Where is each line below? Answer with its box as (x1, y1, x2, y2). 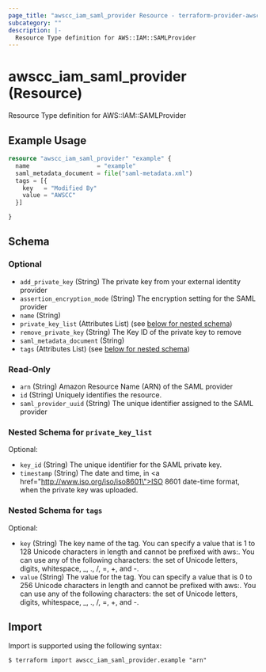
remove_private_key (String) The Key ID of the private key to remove (19, 327, 241, 336)
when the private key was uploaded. (19, 485, 139, 495)
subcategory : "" (8, 19, 62, 27)
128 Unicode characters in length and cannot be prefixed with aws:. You (19, 547, 255, 556)
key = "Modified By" (22, 184, 97, 192)
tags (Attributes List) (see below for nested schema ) (19, 344, 190, 353)
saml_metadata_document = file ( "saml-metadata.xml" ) (15, 169, 193, 177)
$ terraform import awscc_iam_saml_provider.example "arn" (8, 656, 207, 665)
